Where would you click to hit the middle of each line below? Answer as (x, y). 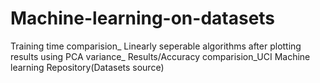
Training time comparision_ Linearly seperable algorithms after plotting (156, 46)
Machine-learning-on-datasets (143, 18)
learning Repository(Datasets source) (87, 67)
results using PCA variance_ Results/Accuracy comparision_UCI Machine (160, 56)
